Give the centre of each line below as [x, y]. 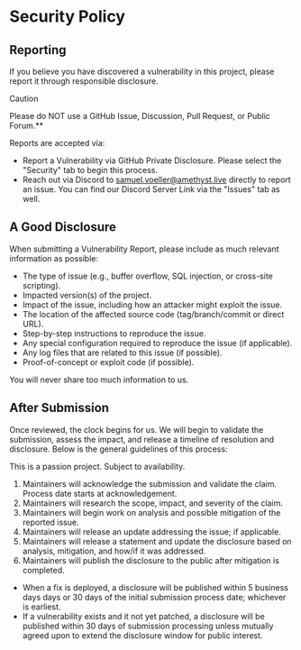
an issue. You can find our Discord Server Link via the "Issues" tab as [151, 189]
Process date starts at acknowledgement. [100, 493]
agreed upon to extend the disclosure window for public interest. [142, 635]
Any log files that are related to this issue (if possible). [122, 352]
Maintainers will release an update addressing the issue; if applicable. [151, 531]
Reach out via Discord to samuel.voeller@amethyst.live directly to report [156, 179]
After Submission [59, 408]
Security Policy [68, 17]
